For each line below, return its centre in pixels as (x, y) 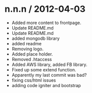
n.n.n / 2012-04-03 (45, 9)
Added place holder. (32, 54)
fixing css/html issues (34, 80)
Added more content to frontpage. (46, 23)
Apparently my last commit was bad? (49, 75)
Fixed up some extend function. (44, 69)
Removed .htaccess (32, 59)
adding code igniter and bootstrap (46, 85)
